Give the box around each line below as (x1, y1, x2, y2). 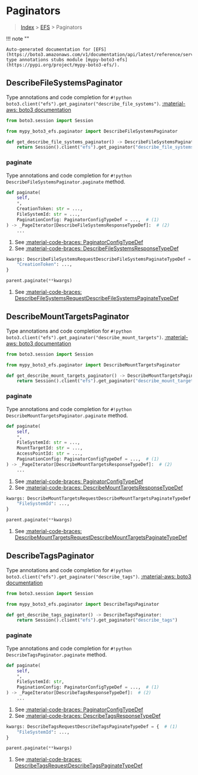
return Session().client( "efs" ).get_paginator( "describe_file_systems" (16, 145, 196, 150)
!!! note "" (6, 35, 29, 42)
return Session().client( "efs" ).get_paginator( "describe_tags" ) (16, 618, 178, 623)
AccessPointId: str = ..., (16, 451, 83, 457)
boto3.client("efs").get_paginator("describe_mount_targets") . (6, 333, 164, 340)
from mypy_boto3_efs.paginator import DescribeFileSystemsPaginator (6, 128, 178, 134)
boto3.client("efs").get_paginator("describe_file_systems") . (6, 100, 161, 107)
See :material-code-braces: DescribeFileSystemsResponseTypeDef (14, 245, 179, 252)
